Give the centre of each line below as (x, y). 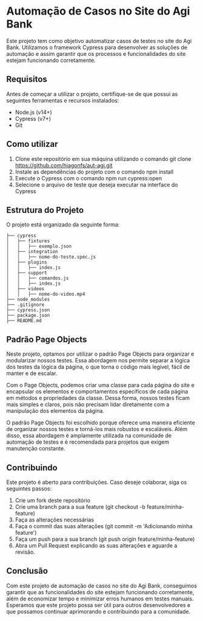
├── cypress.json (28, 310)
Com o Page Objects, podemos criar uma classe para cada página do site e (101, 385)
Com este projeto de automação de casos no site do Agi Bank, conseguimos (102, 585)
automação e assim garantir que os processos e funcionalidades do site (96, 53)
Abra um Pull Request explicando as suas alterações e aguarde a (96, 545)
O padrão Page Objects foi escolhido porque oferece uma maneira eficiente (101, 422)
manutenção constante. (36, 449)
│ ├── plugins (27, 262)
